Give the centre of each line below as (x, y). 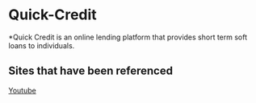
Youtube (22, 90)
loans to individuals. (42, 45)
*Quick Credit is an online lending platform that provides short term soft (128, 37)
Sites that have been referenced (91, 71)
